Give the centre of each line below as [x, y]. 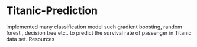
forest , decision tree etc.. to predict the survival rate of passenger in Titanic [99, 32]
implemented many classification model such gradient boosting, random [94, 27]
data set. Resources [30, 39]
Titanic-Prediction [52, 11]
